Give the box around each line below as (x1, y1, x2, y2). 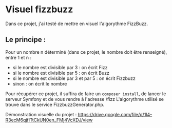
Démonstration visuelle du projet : (5, 111, 77, 117)
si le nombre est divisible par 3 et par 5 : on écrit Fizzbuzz (12, 75, 136, 81)
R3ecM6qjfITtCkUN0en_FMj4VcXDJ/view (5, 117, 93, 123)
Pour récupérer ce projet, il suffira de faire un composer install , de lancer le (5, 91, 166, 97)
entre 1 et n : (5, 54, 32, 60)
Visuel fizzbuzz (5, 4, 73, 15)
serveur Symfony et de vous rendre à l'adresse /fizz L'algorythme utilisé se (5, 96, 164, 102)
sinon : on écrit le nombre (12, 80, 67, 87)
